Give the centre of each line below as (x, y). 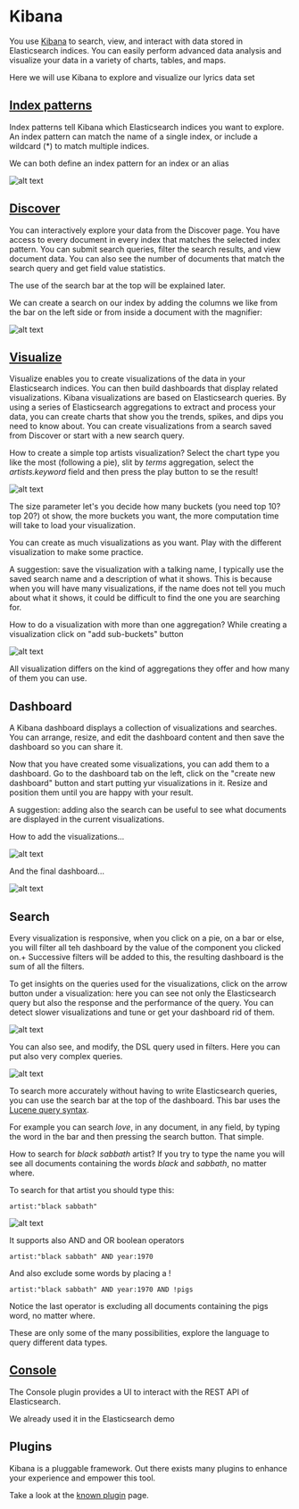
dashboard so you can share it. (66, 747)
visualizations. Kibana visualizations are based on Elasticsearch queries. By (148, 398)
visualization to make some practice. (77, 552)
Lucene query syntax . (49, 1110)
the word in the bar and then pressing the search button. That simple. (137, 1136)
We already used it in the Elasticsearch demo (92, 1418)
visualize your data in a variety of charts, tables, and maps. (117, 60)
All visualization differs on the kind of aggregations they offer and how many (149, 669)
